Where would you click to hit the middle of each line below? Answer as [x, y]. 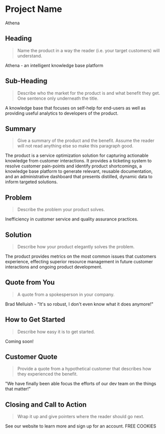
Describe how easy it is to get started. [56, 332]
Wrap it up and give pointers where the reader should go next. [81, 417]
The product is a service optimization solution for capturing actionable [77, 155]
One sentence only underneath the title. [58, 98]
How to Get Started [35, 320]
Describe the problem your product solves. [61, 210]
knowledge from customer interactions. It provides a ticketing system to [79, 161]
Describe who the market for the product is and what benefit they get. [88, 93]
